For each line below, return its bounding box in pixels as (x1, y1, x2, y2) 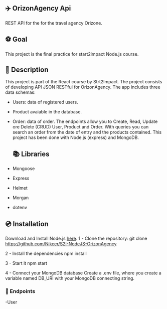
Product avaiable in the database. (12, 109, 82, 115)
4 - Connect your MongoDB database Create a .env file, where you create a (5, 270, 161, 276)
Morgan (12, 195, 29, 201)
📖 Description (5, 66, 49, 74)
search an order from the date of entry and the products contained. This (12, 129, 162, 135)
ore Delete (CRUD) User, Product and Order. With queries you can (12, 124, 149, 130)
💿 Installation (5, 220, 49, 228)
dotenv (12, 205, 28, 211)
